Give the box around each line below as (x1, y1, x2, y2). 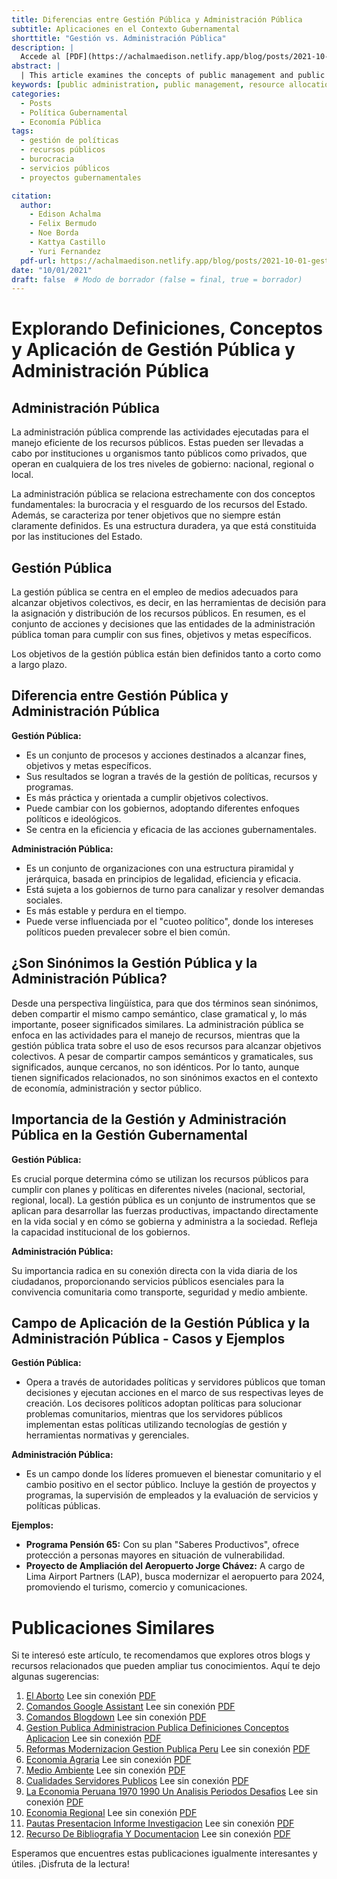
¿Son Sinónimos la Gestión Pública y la (11, 955, 258, 972)
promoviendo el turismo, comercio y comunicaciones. (25, 1581, 248, 1593)
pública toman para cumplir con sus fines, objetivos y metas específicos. (11, 629, 312, 641)
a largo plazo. (11, 659, 68, 671)
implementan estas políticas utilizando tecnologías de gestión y (25, 1419, 288, 1431)
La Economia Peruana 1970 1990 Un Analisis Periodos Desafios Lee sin (25, 1786, 319, 1798)
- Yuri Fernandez (29, 246, 102, 256)
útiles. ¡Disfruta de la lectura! (11, 1858, 130, 1870)
